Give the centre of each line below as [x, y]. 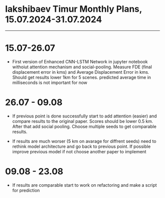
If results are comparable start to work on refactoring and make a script [84, 185]
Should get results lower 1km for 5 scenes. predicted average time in [82, 77]
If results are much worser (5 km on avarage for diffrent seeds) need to [84, 141]
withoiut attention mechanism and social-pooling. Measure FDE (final [82, 67]
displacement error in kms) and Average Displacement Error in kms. [81, 72]
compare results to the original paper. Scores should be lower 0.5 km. [82, 121]
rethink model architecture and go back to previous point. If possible [81, 146]
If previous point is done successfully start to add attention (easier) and [84, 116]
